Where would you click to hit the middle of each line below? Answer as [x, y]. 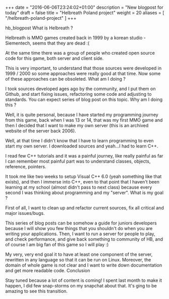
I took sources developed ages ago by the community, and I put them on [80, 89]
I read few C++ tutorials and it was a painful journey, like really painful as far [84, 156]
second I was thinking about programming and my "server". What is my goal [84, 193]
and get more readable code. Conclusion [48, 270]
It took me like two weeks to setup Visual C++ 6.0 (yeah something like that [83, 176]
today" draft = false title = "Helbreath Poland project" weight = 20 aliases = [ [85, 13]
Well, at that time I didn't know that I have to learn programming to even [79, 141]
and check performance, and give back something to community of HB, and [84, 239]
